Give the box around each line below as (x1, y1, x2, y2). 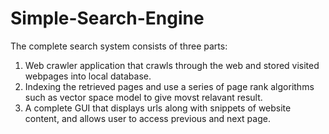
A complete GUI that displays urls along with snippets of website (24, 102, 292, 114)
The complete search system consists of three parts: (10, 40, 228, 52)
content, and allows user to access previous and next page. (24, 112, 271, 124)
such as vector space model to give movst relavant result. (24, 91, 263, 103)
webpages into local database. (24, 70, 152, 82)
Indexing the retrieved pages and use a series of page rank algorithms (24, 80, 315, 92)
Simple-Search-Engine (10, 7, 205, 30)
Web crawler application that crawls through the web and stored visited (24, 59, 320, 71)
